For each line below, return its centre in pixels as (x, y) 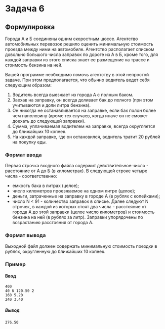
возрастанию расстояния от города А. (53, 223)
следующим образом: (28, 85)
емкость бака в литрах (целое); (45, 186)
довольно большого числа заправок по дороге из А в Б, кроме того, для (82, 54)
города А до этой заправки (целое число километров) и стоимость (83, 212)
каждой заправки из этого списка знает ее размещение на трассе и (77, 60)
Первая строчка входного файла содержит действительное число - (77, 166)
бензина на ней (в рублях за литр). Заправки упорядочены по (78, 217)
